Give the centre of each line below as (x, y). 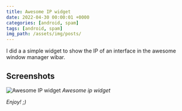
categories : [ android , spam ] (43, 23)
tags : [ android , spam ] (34, 28)
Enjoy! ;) (16, 101)
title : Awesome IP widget (38, 12)
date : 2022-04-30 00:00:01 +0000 (48, 17)
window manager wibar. (36, 57)
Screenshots (31, 76)
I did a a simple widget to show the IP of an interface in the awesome (91, 51)
